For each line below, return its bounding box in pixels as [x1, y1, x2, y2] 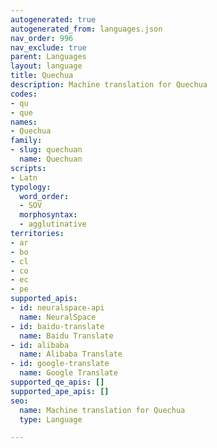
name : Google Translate [19, 368, 118, 378]
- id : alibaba [10, 340, 70, 350]
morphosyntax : [19, 210, 78, 220]
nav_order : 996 [10, 33, 74, 43]
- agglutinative [19, 219, 87, 230]
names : [10, 117, 38, 127]
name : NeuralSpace [19, 312, 97, 322]
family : [10, 136, 43, 146]
